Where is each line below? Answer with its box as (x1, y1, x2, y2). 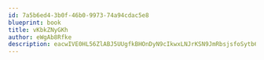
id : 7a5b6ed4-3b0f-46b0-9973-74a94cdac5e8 (8, 11, 149, 19)
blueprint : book (8, 19, 61, 26)
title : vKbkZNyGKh (8, 26, 68, 34)
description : (8, 41, 51, 48)
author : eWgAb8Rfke (8, 33, 72, 41)
